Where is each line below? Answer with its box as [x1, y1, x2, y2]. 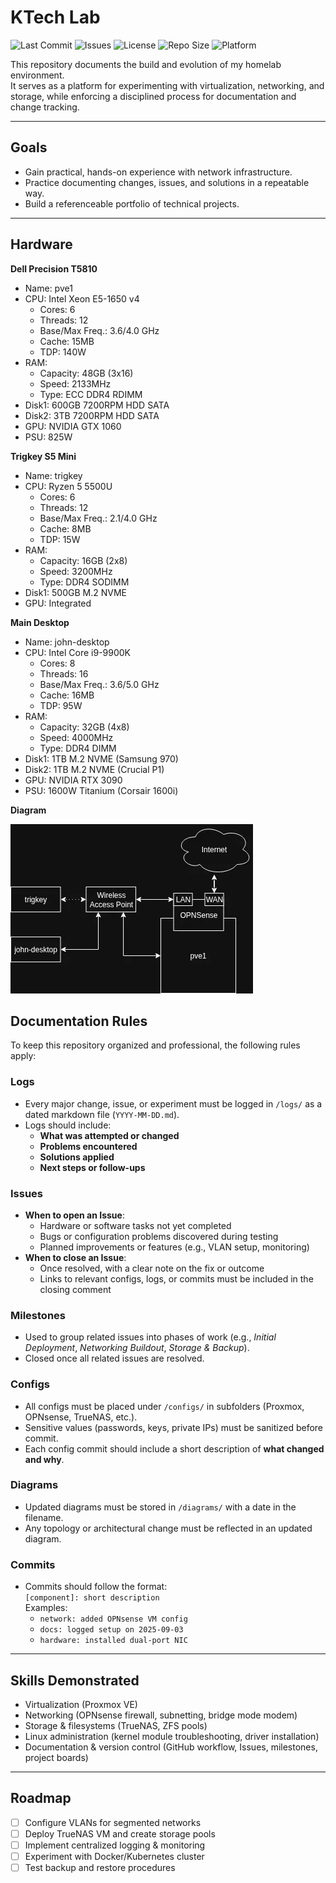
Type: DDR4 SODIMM [39, 576, 130, 588]
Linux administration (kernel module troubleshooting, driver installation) [24, 1730, 320, 1742]
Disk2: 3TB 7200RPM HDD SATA [24, 409, 160, 421]
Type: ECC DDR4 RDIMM [39, 388, 143, 400]
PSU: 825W [24, 431, 73, 443]
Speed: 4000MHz [39, 731, 114, 743]
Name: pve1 [24, 282, 73, 294]
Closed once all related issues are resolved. [24, 1352, 205, 1365]
